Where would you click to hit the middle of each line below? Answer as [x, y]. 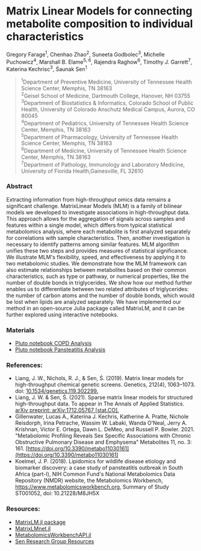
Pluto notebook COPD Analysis [53, 343]
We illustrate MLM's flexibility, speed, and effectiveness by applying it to [96, 257]
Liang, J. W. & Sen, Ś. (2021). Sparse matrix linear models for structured [104, 398]
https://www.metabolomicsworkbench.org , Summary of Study [92, 487]
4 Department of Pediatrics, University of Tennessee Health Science [105, 123]
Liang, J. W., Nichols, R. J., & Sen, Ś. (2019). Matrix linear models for [99, 378]
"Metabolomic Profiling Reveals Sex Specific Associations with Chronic [103, 436]
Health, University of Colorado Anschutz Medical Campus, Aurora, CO [108, 109]
